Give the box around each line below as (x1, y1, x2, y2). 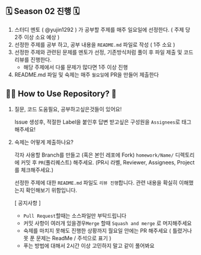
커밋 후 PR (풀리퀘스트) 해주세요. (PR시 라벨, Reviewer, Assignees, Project (20, 158, 195, 166)
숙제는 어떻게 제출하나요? (14, 138, 74, 146)
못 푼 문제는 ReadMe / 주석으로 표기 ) (23, 234, 112, 242)
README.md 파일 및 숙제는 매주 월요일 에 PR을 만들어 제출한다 (14, 71, 160, 78)
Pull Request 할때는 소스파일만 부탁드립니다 (23, 212, 127, 219)
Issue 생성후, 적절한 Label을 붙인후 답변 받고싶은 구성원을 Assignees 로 (14, 118, 181, 125)
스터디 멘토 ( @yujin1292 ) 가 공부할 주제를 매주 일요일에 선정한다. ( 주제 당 (14, 26, 190, 33)
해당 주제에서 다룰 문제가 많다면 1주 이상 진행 (23, 63, 128, 71)
